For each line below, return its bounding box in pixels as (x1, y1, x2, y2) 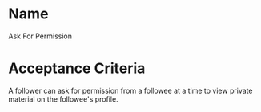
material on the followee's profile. (8, 94, 118, 104)
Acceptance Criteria (8, 59, 146, 78)
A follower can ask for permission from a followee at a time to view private (8, 86, 254, 95)
